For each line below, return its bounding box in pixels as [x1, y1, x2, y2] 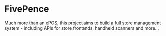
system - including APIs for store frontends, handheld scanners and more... [4, 25, 159, 31]
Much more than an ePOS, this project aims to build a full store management [4, 20, 161, 26]
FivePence [4, 3, 49, 15]
